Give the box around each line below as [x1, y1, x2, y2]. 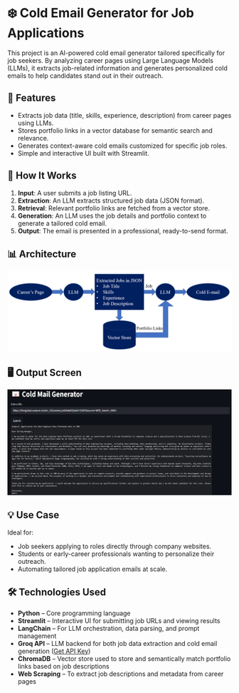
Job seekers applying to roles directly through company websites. [17, 542, 212, 550]
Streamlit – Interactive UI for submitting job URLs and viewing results [17, 616, 221, 624]
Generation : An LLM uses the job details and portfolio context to [17, 211, 207, 220]
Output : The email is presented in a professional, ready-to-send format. [17, 226, 228, 235]
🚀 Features [7, 92, 56, 104]
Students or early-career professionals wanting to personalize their [17, 550, 215, 558]
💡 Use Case [7, 509, 60, 521]
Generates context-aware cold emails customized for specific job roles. [17, 141, 228, 150]
